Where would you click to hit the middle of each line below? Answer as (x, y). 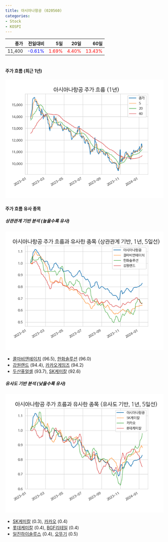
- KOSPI (13, 27)
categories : (18, 16)
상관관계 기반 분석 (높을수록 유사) (37, 221)
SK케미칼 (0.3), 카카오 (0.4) (40, 521)
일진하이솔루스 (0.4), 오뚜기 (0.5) (45, 534)
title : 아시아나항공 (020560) (34, 11)
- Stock (13, 21)
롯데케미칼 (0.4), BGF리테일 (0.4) (46, 527)
